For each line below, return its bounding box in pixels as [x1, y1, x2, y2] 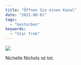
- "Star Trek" [10, 31, 40, 36]
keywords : [5, 27, 27, 32]
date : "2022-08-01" [5, 12, 47, 17]
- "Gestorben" [10, 21, 40, 27]
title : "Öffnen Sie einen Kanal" [5, 7, 77, 13]
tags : [5, 17, 17, 22]
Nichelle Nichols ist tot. [5, 55, 54, 61]
